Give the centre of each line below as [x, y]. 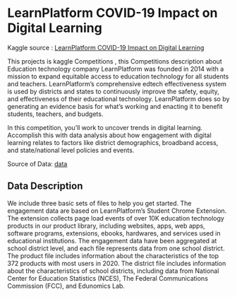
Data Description [45, 186]
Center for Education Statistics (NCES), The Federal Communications [108, 278]
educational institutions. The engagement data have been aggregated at [112, 240]
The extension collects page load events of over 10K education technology [116, 218]
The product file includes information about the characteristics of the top [113, 255]
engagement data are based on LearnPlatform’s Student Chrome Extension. [117, 211]
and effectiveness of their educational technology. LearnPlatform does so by [119, 99]
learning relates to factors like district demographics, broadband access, [113, 142]
